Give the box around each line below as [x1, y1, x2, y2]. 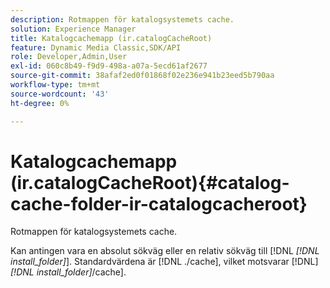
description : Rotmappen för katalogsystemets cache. [10, 14, 235, 25]
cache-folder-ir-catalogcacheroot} [10, 192, 308, 215]
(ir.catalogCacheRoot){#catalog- [10, 171, 290, 194]
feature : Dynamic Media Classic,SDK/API [10, 42, 182, 53]
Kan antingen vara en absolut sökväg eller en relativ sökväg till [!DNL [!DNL [10, 245, 320, 257]
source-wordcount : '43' [10, 89, 110, 99]
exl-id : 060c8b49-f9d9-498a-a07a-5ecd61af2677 [10, 61, 208, 71]
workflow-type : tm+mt [10, 80, 101, 90]
